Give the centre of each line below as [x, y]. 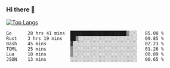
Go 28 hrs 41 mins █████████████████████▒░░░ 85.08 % [85, 33]
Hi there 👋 [21, 10]
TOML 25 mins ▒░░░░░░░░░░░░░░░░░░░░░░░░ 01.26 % [85, 49]
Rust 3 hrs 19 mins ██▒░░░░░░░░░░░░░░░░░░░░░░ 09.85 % [85, 39]
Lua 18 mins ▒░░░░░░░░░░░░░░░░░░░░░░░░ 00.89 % [85, 54]
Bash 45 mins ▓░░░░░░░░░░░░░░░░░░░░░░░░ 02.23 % [85, 44]
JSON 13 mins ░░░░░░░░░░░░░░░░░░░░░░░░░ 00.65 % [85, 60]
